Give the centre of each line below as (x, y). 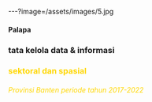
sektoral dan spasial (48, 71)
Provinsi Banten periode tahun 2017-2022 (76, 90)
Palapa (20, 29)
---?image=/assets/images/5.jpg (61, 11)
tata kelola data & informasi (61, 50)
